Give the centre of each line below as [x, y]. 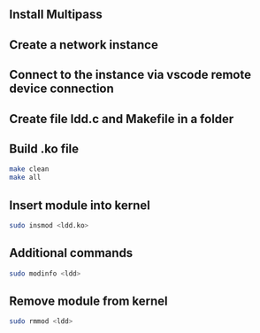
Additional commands [71, 253]
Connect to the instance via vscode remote [130, 75]
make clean [29, 169]
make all [25, 178]
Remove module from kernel [88, 301]
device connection [62, 89]
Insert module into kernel [80, 205]
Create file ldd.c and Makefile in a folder [122, 119]
